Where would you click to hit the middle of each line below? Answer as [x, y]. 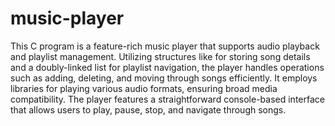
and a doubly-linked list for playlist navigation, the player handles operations [167, 67]
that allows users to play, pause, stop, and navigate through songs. [148, 109]
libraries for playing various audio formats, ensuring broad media [144, 88]
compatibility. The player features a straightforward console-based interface [167, 99]
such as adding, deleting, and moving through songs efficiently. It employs [164, 78]
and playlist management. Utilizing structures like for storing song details [160, 56]
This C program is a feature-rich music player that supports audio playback [165, 46]
